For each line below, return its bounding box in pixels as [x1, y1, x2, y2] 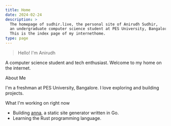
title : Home [5, 7, 31, 13]
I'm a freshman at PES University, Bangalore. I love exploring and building [5, 84, 159, 90]
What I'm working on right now [5, 100, 70, 106]
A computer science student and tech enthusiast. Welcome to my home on [5, 59, 162, 66]
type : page [5, 36, 28, 41]
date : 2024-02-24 [5, 12, 42, 17]
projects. [5, 90, 24, 96]
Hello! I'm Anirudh [17, 49, 56, 56]
